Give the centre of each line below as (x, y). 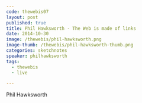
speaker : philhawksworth (37, 56)
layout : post (22, 17)
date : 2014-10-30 (28, 34)
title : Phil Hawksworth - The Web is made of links (71, 28)
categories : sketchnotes (37, 51)
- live (20, 73)
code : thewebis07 (28, 12)
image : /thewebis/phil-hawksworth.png (54, 39)
